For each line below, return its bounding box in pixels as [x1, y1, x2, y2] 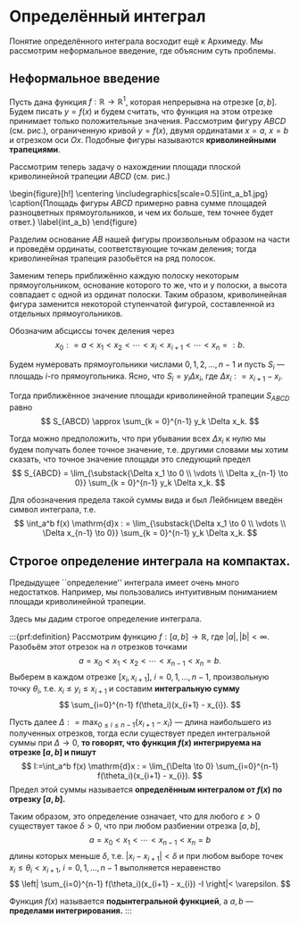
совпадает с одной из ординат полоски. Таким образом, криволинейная [9, 289, 287, 300]
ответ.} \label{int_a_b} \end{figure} [9, 217, 138, 228]
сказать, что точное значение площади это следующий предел [9, 454, 252, 465]
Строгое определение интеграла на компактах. [9, 554, 291, 569]
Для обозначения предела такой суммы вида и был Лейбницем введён [9, 495, 283, 505]
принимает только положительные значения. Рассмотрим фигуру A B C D [9, 116, 287, 127]
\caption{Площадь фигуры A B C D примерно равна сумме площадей [9, 198, 268, 209]
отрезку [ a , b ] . [9, 794, 66, 804]
